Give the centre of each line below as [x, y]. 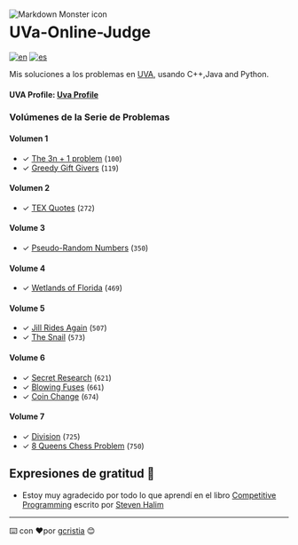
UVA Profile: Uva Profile [54, 94]
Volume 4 [27, 268]
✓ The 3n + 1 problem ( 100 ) [72, 158]
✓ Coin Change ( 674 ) [60, 396]
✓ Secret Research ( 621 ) [67, 377]
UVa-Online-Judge [80, 32]
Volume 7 [27, 416]
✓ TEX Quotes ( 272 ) [59, 208]
